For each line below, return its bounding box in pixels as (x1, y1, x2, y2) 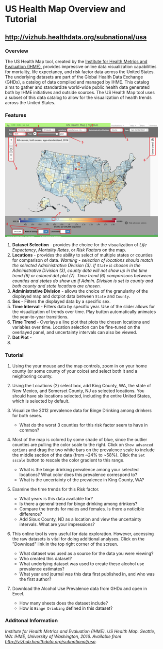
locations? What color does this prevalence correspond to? (19, 472, 137, 477)
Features (5, 111, 27, 118)
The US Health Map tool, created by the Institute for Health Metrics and (5, 58, 148, 64)
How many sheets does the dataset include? (19, 600, 108, 606)
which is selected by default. (12, 398, 70, 404)
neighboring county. (12, 373, 53, 379)
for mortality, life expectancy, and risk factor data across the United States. (5, 69, 155, 75)
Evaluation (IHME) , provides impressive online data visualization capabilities (5, 63, 157, 69)
